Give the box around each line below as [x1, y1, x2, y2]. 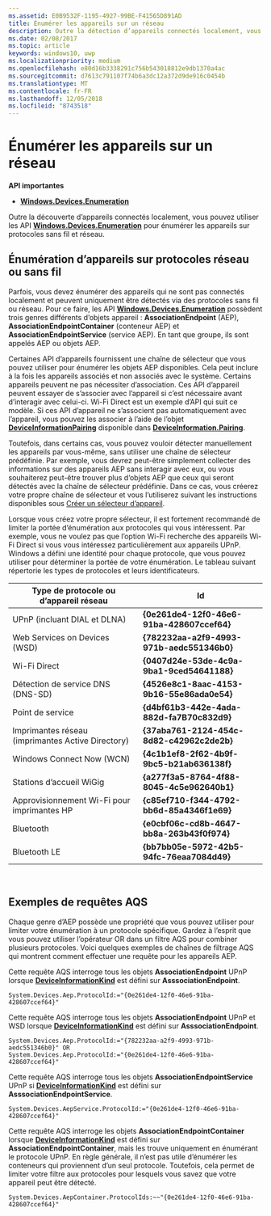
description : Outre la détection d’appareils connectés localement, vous [8, 27, 262, 35]
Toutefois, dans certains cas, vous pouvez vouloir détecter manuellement [8, 438, 252, 448]
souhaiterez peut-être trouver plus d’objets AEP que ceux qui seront [8, 472, 234, 482]
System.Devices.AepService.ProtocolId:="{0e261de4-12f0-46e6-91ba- [8, 1104, 240, 1113]
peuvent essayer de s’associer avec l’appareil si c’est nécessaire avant [8, 388, 243, 398]
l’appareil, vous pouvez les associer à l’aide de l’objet [8, 414, 184, 424]
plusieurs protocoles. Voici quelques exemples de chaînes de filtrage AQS [8, 943, 254, 952]
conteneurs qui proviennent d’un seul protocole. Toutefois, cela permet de [8, 1160, 255, 1170]
